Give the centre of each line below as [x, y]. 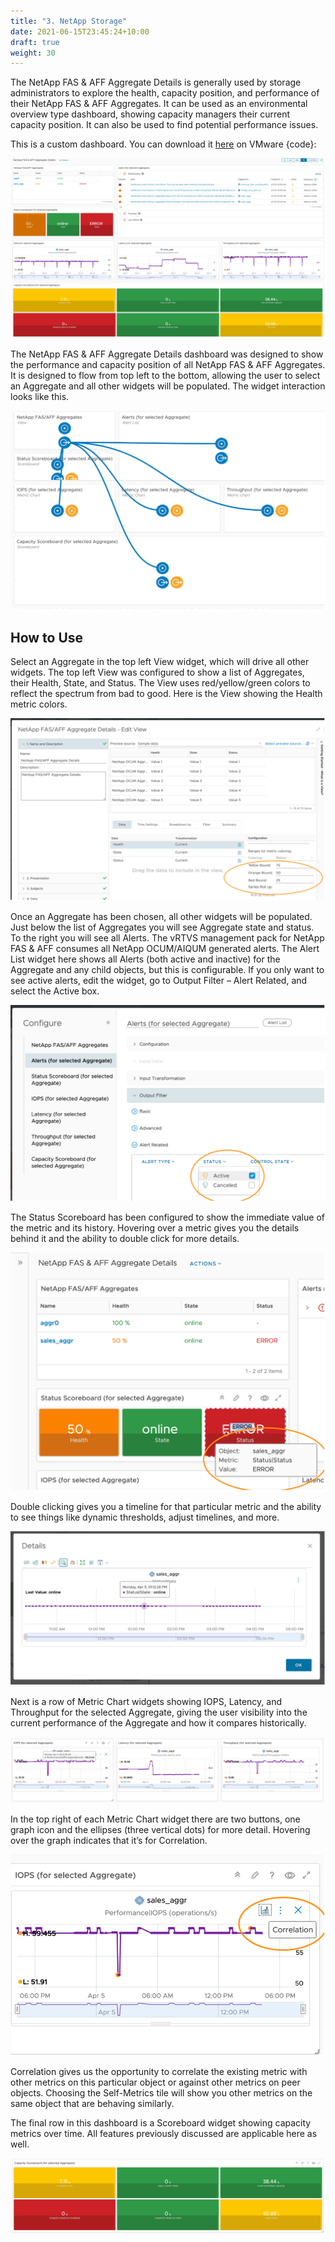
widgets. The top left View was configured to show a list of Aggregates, [157, 672]
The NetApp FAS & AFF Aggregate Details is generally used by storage [156, 82]
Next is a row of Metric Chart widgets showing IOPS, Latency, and [146, 1701]
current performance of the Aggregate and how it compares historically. [158, 1722]
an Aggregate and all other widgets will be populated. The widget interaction [168, 386]
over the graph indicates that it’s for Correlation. [109, 1841]
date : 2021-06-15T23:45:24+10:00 [80, 31]
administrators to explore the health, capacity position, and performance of [165, 93]
